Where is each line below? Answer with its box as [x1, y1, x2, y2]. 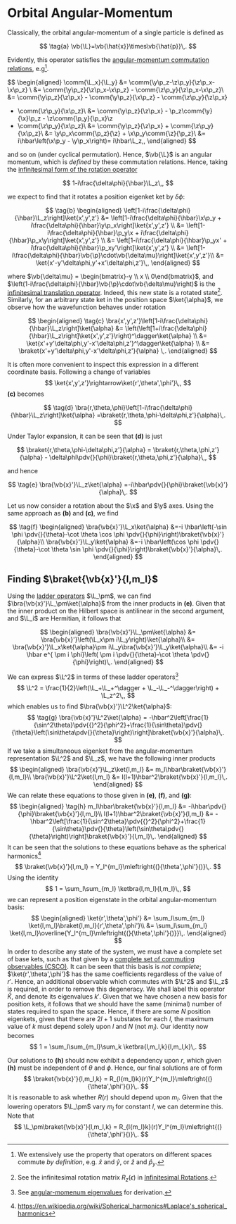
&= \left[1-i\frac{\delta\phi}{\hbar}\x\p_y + [100, 213, 222, 222]
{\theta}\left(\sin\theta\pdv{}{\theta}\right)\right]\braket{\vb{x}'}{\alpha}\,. [11, 727, 225, 737]
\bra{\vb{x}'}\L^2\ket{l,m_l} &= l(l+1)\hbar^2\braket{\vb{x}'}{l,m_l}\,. [32, 773, 228, 781]
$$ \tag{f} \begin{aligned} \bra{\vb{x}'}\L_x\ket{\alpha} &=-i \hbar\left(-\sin [9, 523, 227, 531]
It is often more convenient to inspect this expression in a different [7, 361, 199, 369]
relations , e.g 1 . [7, 63, 49, 73]
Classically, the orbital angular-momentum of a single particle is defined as [7, 28, 224, 37]
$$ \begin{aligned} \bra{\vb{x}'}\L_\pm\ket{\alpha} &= [39, 628, 197, 637]
